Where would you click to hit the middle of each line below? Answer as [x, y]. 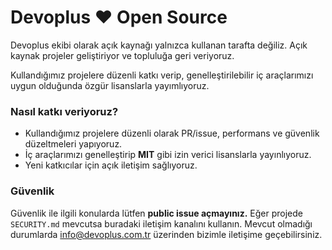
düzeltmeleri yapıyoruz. [73, 144]
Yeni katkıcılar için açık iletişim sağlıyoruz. [111, 165]
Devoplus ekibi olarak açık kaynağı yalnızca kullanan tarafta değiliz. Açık [159, 45]
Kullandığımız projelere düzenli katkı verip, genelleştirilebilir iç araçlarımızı [162, 75]
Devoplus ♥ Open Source [119, 17]
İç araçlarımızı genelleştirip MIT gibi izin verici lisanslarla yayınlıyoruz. [168, 155]
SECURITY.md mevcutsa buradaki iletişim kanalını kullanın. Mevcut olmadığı [161, 223]
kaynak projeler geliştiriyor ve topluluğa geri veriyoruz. [122, 55]
